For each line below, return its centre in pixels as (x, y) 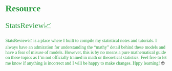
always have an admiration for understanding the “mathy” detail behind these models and (85, 47)
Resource (23, 8)
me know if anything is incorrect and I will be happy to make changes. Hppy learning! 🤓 (85, 63)
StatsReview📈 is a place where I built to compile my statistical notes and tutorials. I (81, 41)
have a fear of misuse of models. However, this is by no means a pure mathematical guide (86, 52)
